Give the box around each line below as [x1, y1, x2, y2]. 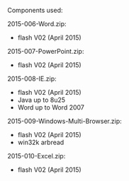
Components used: [7, 6, 63, 14]
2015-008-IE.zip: [7, 74, 57, 83]
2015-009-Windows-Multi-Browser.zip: [7, 117, 122, 125]
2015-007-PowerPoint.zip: [7, 47, 84, 55]
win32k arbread [17, 138, 64, 146]
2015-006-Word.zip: [7, 20, 67, 28]
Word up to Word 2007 [17, 103, 85, 112]
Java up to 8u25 [17, 95, 66, 104]
